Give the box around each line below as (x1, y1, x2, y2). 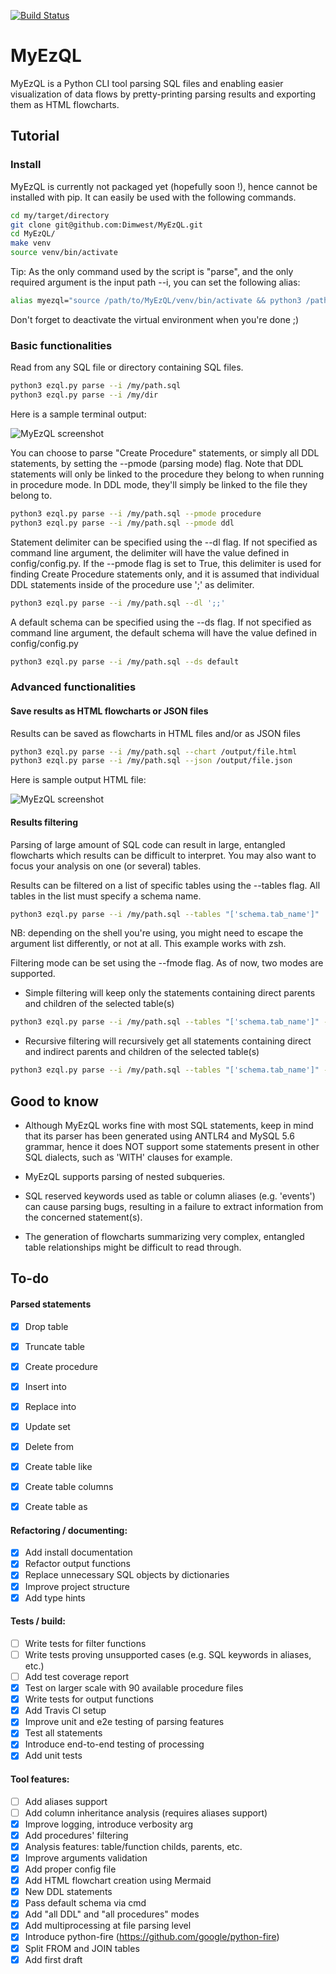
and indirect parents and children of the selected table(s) (24, 1046, 260, 1058)
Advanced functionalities (10, 680, 137, 694)
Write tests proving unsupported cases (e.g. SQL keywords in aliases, (24, 1648, 312, 1660)
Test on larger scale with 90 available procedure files (24, 1682, 244, 1694)
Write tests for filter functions (24, 1637, 147, 1649)
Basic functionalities (10, 338, 113, 352)
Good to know (10, 1093, 99, 1110)
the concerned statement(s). (24, 1211, 143, 1223)
